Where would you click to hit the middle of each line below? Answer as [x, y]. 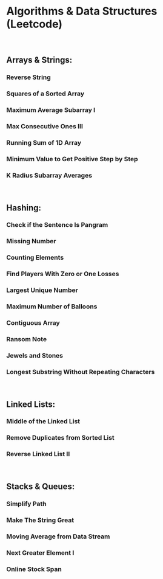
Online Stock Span [34, 569]
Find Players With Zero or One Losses [63, 274]
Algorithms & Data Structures [82, 11]
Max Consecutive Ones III [45, 127]
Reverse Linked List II [38, 454]
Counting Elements [35, 258]
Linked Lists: [31, 404]
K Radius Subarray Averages [49, 175]
